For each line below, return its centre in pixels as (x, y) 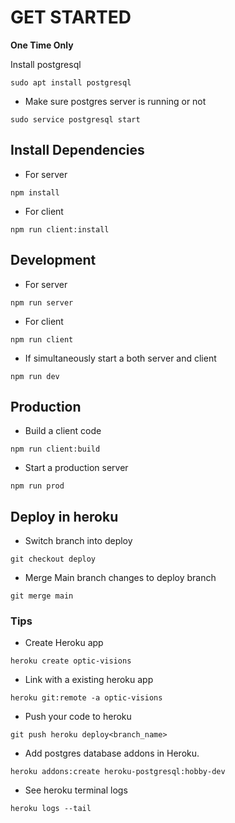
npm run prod (37, 486)
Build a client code (63, 431)
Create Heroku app (64, 643)
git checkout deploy (53, 559)
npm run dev (35, 376)
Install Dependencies (77, 150)
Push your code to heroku (78, 717)
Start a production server (76, 468)
